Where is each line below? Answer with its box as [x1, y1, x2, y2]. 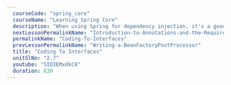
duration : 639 [12, 67, 53, 74]
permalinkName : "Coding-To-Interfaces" [12, 36, 128, 42]
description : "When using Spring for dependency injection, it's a [12, 23, 211, 29]
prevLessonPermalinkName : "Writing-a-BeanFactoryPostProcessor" [12, 42, 201, 49]
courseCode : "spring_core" [12, 10, 90, 17]
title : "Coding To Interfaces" [12, 49, 103, 56]
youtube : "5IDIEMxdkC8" [12, 61, 81, 68]
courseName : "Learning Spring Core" [12, 16, 118, 23]
